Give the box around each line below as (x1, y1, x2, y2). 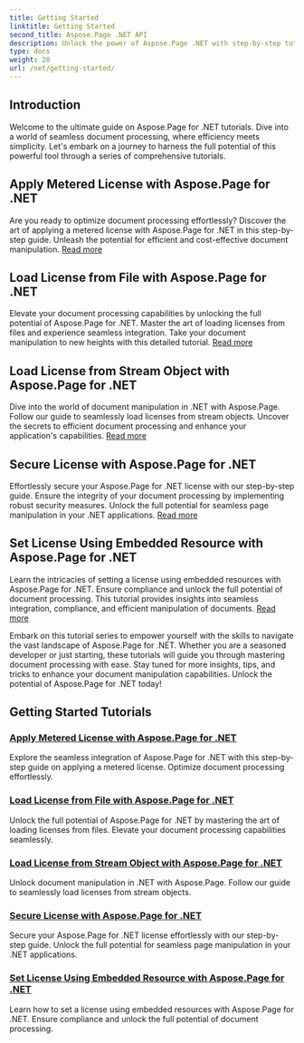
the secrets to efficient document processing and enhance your (9, 420, 247, 431)
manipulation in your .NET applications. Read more (9, 509, 198, 520)
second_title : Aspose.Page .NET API (9, 30, 147, 39)
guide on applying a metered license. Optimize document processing (27, 762, 285, 773)
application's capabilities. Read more (9, 430, 147, 441)
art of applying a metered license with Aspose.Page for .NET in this (9, 224, 260, 236)
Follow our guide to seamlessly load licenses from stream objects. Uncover (9, 411, 290, 422)
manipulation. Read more (9, 244, 102, 255)
